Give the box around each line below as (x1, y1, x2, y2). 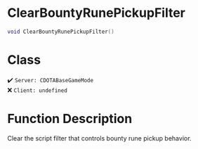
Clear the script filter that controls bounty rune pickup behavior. (7, 134, 192, 142)
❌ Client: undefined (7, 86, 68, 94)
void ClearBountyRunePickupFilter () (7, 28, 114, 35)
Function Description (7, 110, 133, 127)
